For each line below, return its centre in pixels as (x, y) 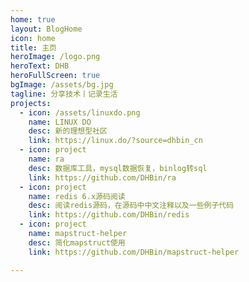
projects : (31, 103)
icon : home (33, 38)
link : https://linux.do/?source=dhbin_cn (115, 141)
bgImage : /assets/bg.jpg (62, 85)
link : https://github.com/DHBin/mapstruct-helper (134, 252)
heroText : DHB (40, 66)
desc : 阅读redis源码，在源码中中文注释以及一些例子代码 (131, 206)
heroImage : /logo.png (55, 57)
